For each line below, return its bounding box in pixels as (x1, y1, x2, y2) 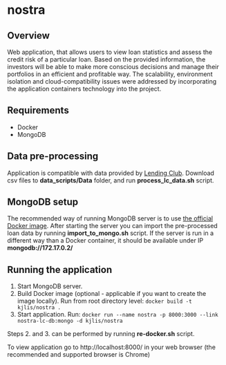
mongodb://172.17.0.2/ (7, 244, 73, 252)
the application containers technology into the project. (7, 85, 162, 93)
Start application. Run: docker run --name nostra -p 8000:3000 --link (17, 310, 219, 319)
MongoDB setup (7, 196, 78, 208)
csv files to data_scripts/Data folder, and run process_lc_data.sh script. (7, 176, 214, 185)
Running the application (7, 263, 113, 275)
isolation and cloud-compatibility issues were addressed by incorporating (7, 77, 216, 85)
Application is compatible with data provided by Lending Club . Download (7, 169, 214, 177)
